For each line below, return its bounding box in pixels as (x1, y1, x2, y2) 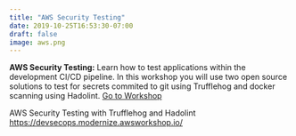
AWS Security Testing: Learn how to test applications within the (9, 62, 247, 73)
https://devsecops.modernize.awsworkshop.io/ (9, 117, 184, 128)
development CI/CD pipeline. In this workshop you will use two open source (9, 72, 288, 83)
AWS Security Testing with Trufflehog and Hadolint (9, 108, 196, 118)
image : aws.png (9, 37, 66, 47)
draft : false (9, 29, 58, 38)
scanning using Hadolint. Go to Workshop (9, 91, 162, 101)
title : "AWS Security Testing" (9, 12, 126, 22)
